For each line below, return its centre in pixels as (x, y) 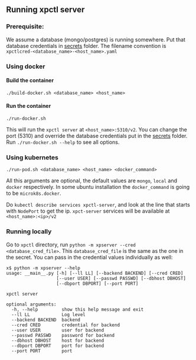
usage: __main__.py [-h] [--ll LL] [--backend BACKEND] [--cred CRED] (95, 273)
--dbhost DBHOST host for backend (58, 340)
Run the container (29, 106)
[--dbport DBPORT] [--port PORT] (97, 284)
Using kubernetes (32, 157)
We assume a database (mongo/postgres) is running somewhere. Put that (96, 39)
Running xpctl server (45, 10)
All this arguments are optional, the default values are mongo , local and (92, 181)
